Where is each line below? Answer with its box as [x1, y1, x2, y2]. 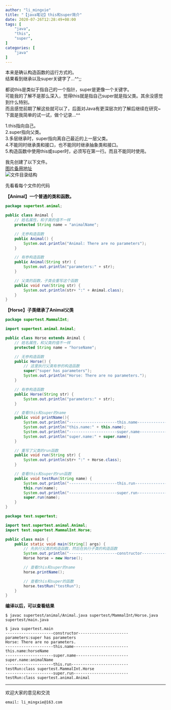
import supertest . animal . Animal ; [5, 326, 76, 331]
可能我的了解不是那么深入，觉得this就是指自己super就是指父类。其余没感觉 [5, 93, 163, 99]
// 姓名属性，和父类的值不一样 [14, 340, 71, 345]
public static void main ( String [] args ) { [14, 542, 106, 547]
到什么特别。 [5, 99, 32, 105]
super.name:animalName [5, 658, 53, 663]
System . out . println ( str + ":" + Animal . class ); [23, 288, 124, 293]
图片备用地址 [5, 165, 32, 172]
